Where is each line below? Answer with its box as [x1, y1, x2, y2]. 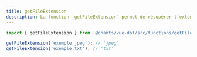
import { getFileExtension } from [6, 30, 91, 35]
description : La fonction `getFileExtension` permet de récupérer [6, 14, 172, 20]
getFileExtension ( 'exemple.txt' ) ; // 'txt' [6, 46, 114, 52]
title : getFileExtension [6, 8, 67, 15]
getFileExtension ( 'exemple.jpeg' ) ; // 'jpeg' [6, 40, 119, 47]
